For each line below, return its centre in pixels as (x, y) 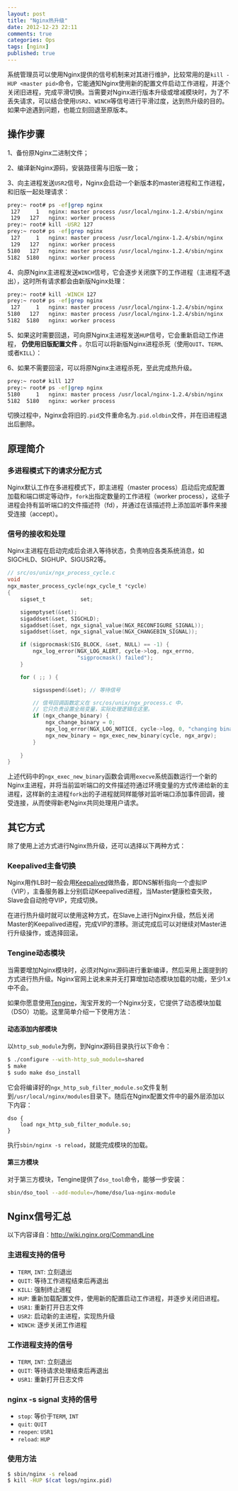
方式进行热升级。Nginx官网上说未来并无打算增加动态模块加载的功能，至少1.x (119, 978)
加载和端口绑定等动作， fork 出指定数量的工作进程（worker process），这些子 (119, 496)
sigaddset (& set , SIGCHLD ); (60, 619)
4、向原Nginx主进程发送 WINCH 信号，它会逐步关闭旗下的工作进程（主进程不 (116, 272)
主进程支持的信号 (36, 1255)
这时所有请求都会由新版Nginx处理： (75, 281)
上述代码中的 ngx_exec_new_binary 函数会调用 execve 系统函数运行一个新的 (112, 777)
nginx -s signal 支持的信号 (52, 1399)
